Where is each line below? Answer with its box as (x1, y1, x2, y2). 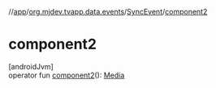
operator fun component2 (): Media (8, 70, 125, 80)
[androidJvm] (8, 61, 54, 71)
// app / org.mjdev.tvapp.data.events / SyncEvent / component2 (8, 7, 208, 16)
